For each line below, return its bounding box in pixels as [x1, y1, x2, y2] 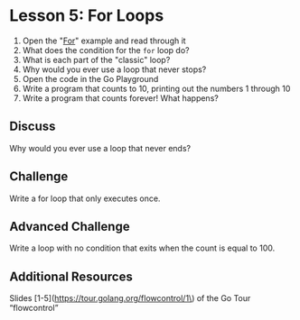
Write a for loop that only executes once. [9, 193, 161, 204]
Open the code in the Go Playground [22, 73, 159, 84]
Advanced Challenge [9, 218, 130, 234]
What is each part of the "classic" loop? [22, 54, 171, 65]
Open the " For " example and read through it [22, 35, 187, 46]
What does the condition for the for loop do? [22, 44, 190, 55]
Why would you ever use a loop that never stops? [22, 64, 207, 75]
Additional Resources [9, 269, 133, 284]
